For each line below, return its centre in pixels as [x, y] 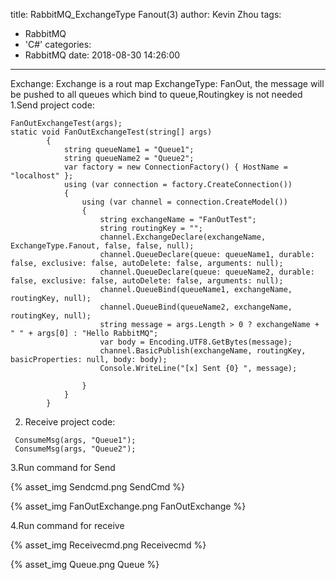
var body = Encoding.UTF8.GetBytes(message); [196, 342]
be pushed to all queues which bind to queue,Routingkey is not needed [156, 94]
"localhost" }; [42, 176]
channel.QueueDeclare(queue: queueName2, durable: [207, 272]
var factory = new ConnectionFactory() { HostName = [175, 167]
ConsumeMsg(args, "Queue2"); [75, 449]
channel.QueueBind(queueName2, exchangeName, [196, 307]
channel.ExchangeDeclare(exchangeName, [183, 237]
